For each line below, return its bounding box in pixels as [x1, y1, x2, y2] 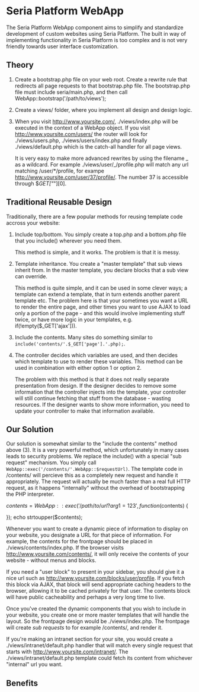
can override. [14, 272, 47, 280]
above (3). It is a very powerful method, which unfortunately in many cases [6, 446, 190, 454]
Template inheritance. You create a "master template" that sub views [14, 260, 182, 267]
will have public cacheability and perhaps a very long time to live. [6, 593, 166, 601]
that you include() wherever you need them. [14, 237, 122, 244]
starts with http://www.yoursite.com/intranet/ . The [6, 648, 129, 655]
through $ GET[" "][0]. [14, 180, 67, 187]
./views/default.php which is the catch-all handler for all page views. [14, 143, 182, 150]
